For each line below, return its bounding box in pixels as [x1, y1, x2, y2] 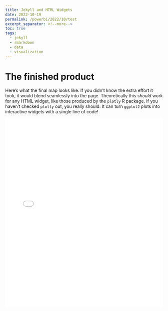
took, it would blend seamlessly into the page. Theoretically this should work [5, 93, 163, 99]
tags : [5, 31, 16, 36]
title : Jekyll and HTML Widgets [5, 7, 72, 13]
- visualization [9, 49, 43, 54]
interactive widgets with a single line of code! [5, 109, 98, 115]
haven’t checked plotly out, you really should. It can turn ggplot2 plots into [5, 103, 160, 109]
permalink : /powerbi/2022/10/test [5, 17, 77, 22]
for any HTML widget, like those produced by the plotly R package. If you [5, 98, 158, 104]
